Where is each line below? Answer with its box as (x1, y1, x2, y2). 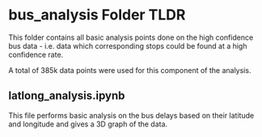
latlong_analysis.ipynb (8, 89, 125, 103)
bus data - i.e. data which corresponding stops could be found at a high (8, 41, 247, 50)
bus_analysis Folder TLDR (8, 6, 186, 24)
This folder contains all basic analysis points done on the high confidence (8, 32, 254, 42)
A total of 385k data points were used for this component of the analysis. (8, 65, 251, 75)
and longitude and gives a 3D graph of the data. (8, 119, 168, 129)
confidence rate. (8, 49, 64, 59)
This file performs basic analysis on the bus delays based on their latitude (8, 110, 255, 120)
